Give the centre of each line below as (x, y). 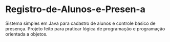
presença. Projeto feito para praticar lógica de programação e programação (85, 28)
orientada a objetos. (26, 34)
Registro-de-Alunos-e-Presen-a (76, 9)
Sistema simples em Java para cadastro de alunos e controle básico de (80, 23)
